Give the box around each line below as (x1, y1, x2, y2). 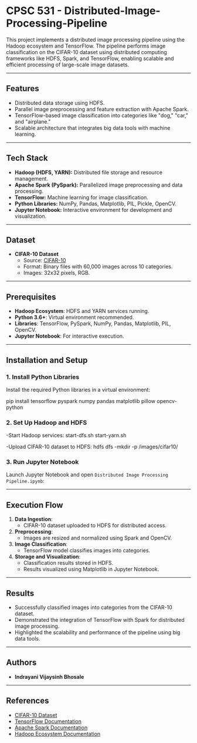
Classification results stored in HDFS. (23, 559, 113, 567)
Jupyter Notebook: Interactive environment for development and (14, 206, 172, 213)
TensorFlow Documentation (14, 718, 82, 725)
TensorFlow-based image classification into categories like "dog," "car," (14, 112, 189, 119)
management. (14, 175, 49, 182)
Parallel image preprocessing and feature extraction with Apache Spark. (14, 105, 189, 112)
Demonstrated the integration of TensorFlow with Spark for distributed (14, 617, 185, 624)
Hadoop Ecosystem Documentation (14, 730, 101, 737)
